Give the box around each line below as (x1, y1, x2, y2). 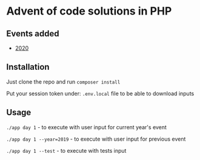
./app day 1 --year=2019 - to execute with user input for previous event (6, 135, 186, 142)
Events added (6, 28, 59, 39)
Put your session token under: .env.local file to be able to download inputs (6, 90, 195, 97)
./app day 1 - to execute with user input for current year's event (6, 123, 167, 131)
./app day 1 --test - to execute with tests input (6, 147, 127, 154)
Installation (6, 62, 50, 72)
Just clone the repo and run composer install (6, 78, 121, 85)
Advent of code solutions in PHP (6, 4, 172, 18)
